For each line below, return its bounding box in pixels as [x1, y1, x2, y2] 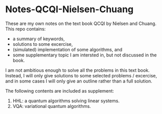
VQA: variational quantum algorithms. [12, 103, 91, 109]
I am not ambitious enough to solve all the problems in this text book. [5, 67, 150, 73]
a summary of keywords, [12, 36, 65, 42]
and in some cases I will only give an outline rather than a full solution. [5, 78, 152, 84]
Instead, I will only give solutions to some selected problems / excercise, [5, 72, 157, 78]
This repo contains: [5, 25, 46, 32]
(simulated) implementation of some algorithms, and [12, 46, 123, 52]
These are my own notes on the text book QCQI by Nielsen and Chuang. [5, 20, 157, 26]
